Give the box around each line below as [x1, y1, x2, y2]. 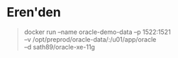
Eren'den [6, 4, 61, 21]
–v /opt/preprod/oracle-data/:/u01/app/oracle [23, 35, 157, 43]
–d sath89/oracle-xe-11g [23, 42, 95, 51]
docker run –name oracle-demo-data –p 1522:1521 [23, 28, 171, 36]
